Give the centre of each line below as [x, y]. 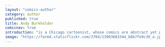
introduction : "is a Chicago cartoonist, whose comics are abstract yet [81, 32]
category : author [23, 14]
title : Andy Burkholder [29, 23]
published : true [22, 19]
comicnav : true [21, 28]
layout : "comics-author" [30, 10]
